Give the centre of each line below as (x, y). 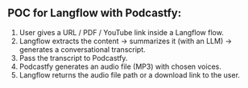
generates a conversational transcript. (82, 49)
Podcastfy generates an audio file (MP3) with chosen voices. (120, 66)
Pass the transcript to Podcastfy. (73, 58)
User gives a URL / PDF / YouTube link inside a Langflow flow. (122, 32)
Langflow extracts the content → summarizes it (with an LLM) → (126, 41)
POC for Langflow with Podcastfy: (95, 13)
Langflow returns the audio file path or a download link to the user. (130, 74)
